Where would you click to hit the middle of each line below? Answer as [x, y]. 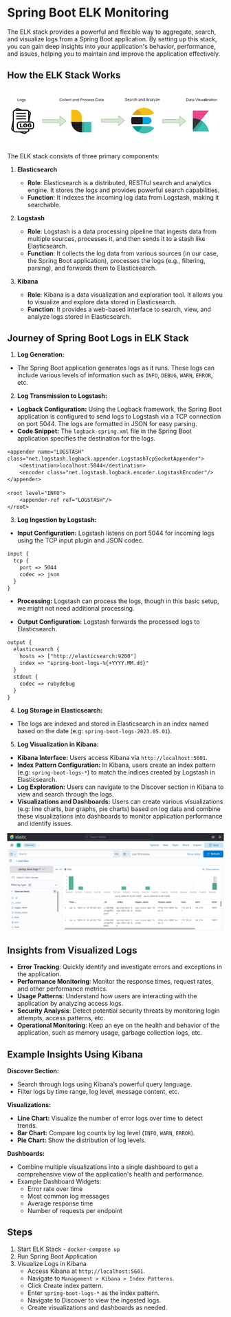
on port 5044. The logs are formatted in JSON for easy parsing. [107, 424]
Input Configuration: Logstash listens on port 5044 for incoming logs [115, 533]
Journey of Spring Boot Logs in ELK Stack [98, 338]
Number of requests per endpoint [75, 1210]
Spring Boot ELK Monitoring [88, 13]
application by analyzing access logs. [70, 1004]
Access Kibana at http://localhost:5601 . [86, 1271]
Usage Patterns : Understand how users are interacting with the [107, 996]
